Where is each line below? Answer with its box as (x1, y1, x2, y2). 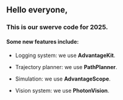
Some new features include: (6, 38, 79, 45)
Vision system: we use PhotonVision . (15, 87, 110, 94)
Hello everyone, (6, 5, 68, 15)
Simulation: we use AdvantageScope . (15, 75, 111, 82)
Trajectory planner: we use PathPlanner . (15, 63, 118, 70)
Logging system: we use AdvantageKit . (15, 52, 116, 59)
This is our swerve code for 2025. (6, 23, 108, 32)
